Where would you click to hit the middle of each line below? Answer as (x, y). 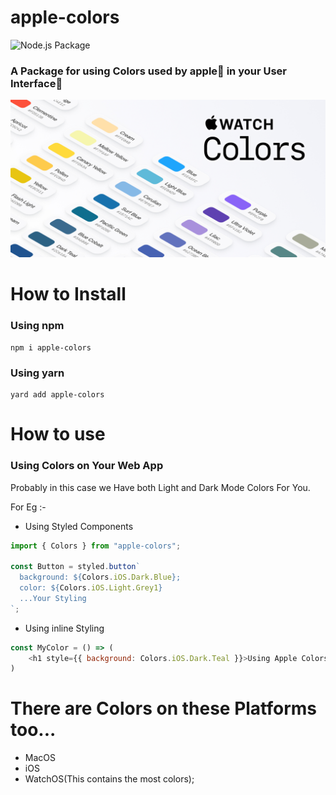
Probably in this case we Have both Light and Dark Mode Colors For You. (160, 487)
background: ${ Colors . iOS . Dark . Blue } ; (100, 577)
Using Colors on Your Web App (87, 466)
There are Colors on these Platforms (164, 708)
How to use (58, 434)
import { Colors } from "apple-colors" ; (96, 546)
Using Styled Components (79, 526)
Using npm (37, 326)
